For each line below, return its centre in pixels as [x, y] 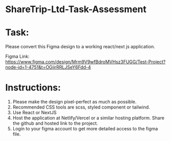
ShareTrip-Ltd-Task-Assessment [76, 9]
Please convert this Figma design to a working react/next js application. [80, 47]
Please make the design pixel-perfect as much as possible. [75, 102]
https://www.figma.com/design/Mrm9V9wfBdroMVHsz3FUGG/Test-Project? [85, 62]
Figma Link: [17, 56]
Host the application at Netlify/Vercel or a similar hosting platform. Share [88, 118]
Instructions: [33, 88]
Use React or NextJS [35, 113]
